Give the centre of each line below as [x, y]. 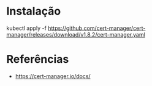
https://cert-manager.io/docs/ [53, 76]
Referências [38, 59]
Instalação [34, 11]
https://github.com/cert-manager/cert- [97, 28]
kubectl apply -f [27, 28]
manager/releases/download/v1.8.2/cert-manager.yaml [76, 34]
